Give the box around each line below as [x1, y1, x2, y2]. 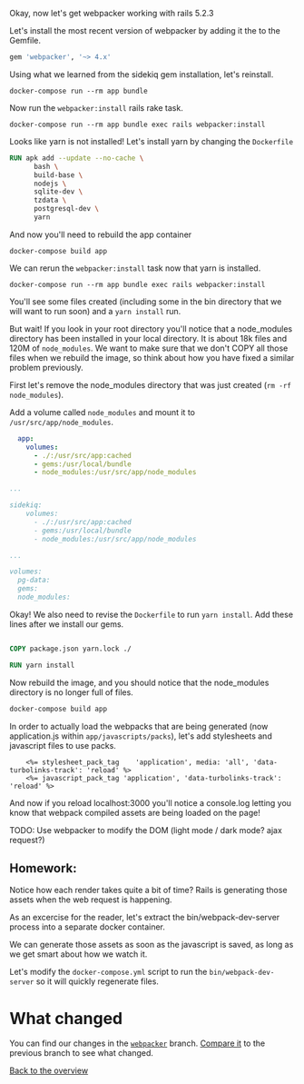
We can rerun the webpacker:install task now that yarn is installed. [9, 263, 261, 273]
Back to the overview [9, 1065, 89, 1076]
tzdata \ [33, 195, 67, 205]
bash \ [33, 162, 59, 171]
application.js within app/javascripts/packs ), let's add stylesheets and [9, 731, 272, 741]
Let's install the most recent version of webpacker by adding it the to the [9, 25, 281, 35]
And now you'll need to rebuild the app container [9, 229, 192, 240]
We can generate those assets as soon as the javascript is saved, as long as [9, 940, 294, 950]
